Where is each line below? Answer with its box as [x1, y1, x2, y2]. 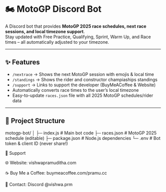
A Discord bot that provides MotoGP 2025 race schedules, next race [5, 23, 147, 29]
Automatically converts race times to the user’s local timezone [12, 87, 139, 93]
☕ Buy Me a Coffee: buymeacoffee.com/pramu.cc [5, 170, 107, 176]
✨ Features [5, 58, 40, 66]
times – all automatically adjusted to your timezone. [5, 39, 110, 45]
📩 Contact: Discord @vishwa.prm [5, 181, 73, 187]
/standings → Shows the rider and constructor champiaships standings [12, 76, 158, 82]
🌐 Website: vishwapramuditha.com [5, 159, 77, 166]
